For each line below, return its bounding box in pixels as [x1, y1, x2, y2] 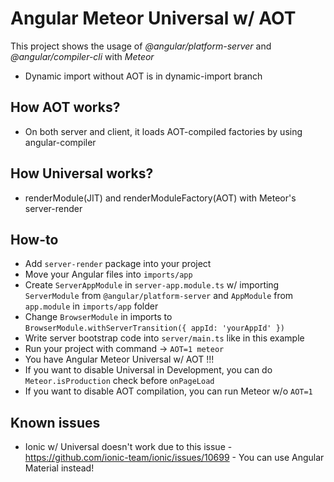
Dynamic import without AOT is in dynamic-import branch [24, 70, 263, 82]
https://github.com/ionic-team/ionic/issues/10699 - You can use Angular [24, 452, 325, 464]
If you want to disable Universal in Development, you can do [24, 364, 273, 376]
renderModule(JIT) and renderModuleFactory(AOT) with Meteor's [24, 192, 297, 204]
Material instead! [24, 462, 95, 474]
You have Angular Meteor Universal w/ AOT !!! [24, 353, 215, 366]
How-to [10, 231, 59, 248]
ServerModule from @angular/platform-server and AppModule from [24, 290, 294, 302]
